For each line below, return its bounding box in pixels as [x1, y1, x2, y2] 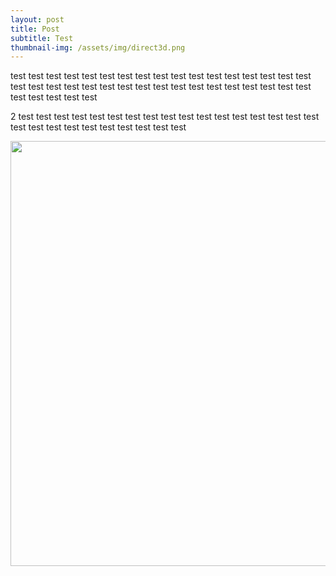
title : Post [10, 24, 60, 34]
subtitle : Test [10, 33, 74, 43]
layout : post [10, 14, 65, 25]
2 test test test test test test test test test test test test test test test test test [10, 111, 320, 123]
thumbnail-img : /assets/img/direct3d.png [10, 42, 186, 53]
